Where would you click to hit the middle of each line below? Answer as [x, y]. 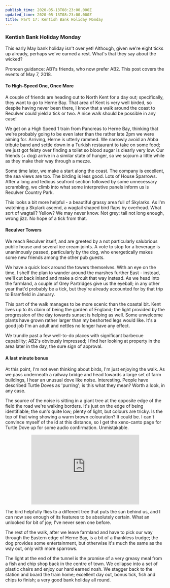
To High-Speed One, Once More [40, 86]
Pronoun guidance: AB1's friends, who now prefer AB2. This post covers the [85, 69]
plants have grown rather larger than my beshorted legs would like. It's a [81, 320]
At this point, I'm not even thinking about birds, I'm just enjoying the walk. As [85, 369]
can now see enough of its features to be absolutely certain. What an [77, 517]
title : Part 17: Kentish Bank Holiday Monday [54, 19]
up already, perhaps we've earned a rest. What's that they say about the [81, 53]
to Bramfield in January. [30, 295]
